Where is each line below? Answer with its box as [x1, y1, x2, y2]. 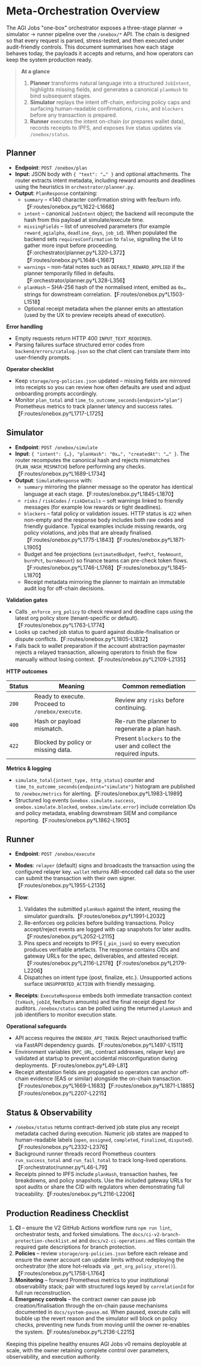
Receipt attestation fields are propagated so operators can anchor [14, 1069, 179, 1076]
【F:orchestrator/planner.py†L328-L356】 [23, 277, 128, 284]
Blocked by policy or [34, 738, 92, 746]
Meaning [58, 681, 85, 690]
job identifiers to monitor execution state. [14, 1011, 117, 1018]
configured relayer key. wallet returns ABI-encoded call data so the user [14, 868, 195, 876]
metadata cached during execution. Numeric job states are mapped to [14, 1130, 189, 1137]
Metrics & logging [6, 765, 52, 772]
